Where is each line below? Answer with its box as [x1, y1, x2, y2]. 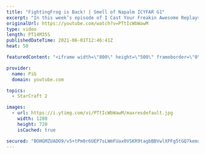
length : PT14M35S [6, 32, 51, 38]
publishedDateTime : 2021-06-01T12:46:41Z [6, 37, 113, 43]
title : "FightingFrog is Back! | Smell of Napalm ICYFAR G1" [6, 9, 165, 15]
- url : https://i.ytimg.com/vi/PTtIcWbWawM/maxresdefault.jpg [12, 110, 173, 116]
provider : [6, 65, 32, 71]
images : [6, 105, 26, 111]
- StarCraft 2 [12, 93, 48, 100]
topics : [6, 87, 26, 94]
